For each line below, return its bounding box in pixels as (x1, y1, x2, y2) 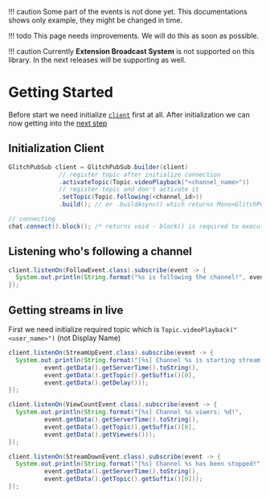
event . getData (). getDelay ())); (43, 378, 149, 387)
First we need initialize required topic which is (8, 325, 160, 334)
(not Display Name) (57, 333, 121, 343)
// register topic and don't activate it (59, 185, 199, 194)
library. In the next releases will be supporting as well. (8, 56, 186, 64)
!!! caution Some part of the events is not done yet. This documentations (8, 7, 247, 16)
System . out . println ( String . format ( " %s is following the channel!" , (15, 274, 247, 282)
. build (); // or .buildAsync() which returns (59, 200, 215, 208)
